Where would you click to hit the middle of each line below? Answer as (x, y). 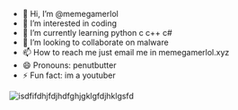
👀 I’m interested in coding (70, 23)
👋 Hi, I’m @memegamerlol (70, 14)
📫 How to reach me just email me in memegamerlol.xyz (126, 52)
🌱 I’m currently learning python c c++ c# (97, 33)
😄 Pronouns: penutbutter (69, 65)
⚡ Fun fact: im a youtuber (69, 75)
